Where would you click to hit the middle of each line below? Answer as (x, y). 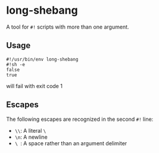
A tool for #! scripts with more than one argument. (68, 27)
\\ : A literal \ (30, 130)
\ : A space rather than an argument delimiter (71, 143)
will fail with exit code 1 (34, 86)
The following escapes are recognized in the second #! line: (80, 119)
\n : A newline (31, 137)
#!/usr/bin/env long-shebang (42, 59)
